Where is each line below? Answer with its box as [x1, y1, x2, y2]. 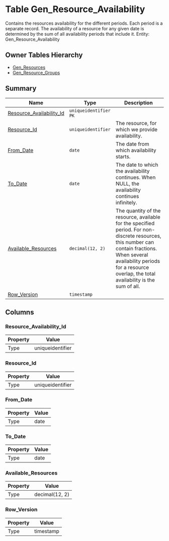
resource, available [115, 213, 161, 220]
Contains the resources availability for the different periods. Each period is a [5, 20, 163, 26]
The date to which [115, 161, 158, 168]
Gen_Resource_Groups [12, 70, 60, 76]
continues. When [115, 174, 156, 181]
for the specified [115, 220, 155, 227]
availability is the [115, 276, 155, 283]
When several [115, 251, 148, 258]
